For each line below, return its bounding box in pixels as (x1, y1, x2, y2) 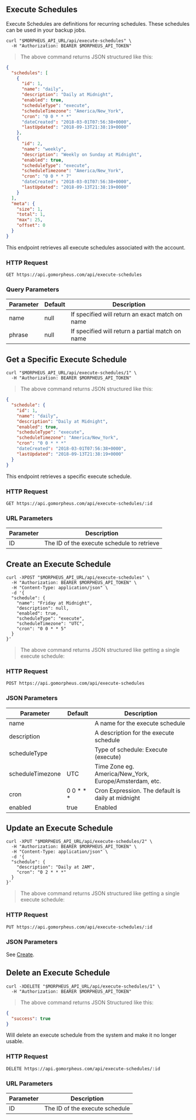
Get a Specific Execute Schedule (6, 354, 127, 364)
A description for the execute (94, 729, 174, 737)
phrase (9, 331, 29, 339)
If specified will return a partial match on (71, 327, 181, 336)
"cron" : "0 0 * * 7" (21, 173, 72, 179)
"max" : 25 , (16, 217, 43, 223)
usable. (6, 1038, 24, 1045)
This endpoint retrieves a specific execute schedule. (6, 473, 132, 480)
